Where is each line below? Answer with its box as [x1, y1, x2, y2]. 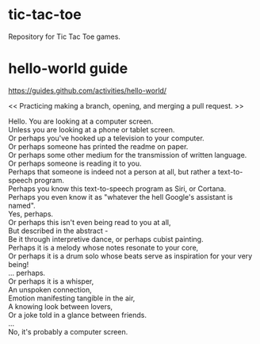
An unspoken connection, [8, 285, 93, 294]
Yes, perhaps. [8, 208, 54, 219]
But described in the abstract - [8, 226, 109, 235]
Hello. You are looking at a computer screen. [8, 117, 154, 126]
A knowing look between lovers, [8, 301, 113, 311]
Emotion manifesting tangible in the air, [8, 293, 136, 303]
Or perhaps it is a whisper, [8, 276, 94, 286]
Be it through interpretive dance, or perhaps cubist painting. [8, 234, 204, 243]
